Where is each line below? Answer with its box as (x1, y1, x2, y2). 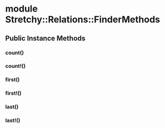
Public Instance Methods (5, 34, 86, 42)
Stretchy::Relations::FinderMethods (5, 14, 160, 25)
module (5, 3, 38, 15)
